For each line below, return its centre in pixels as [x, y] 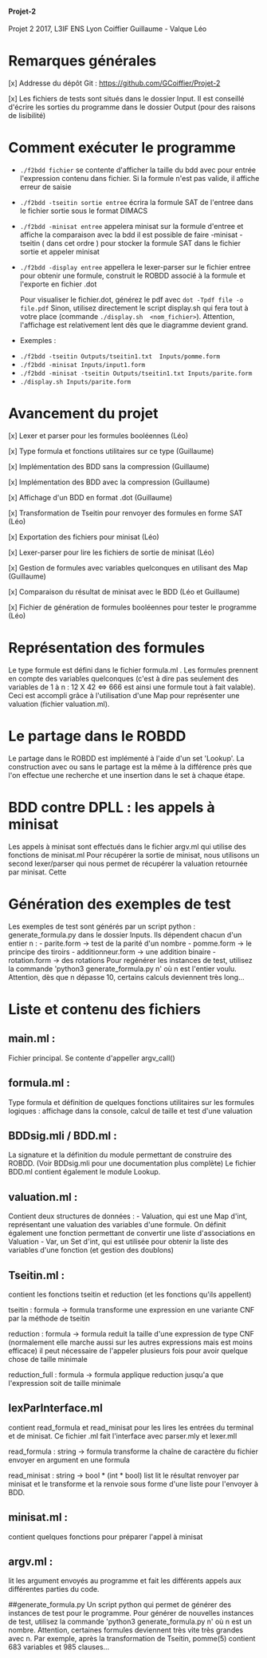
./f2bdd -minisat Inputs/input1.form [82, 365]
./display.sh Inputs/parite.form [75, 382]
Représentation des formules [107, 648]
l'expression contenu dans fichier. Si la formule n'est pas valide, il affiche [139, 179]
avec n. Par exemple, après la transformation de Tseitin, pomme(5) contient [132, 1639]
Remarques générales [82, 61]
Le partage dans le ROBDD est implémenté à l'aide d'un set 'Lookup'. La [126, 758]
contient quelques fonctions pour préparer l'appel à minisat [106, 1537]
